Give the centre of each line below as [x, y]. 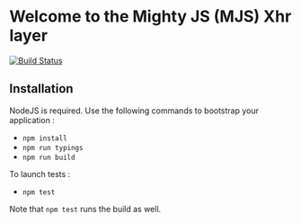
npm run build [49, 157]
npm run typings [53, 147]
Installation [41, 89]
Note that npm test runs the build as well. [85, 209]
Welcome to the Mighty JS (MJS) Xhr [150, 17]
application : [32, 120]
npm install [44, 138]
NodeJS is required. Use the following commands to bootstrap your [134, 111]
